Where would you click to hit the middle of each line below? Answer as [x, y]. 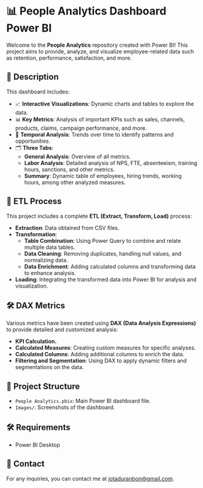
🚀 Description [33, 77]
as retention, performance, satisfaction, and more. [69, 58]
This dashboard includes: [38, 92]
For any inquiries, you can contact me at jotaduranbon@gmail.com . [90, 478]
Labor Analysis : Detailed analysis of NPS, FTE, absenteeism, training [111, 163]
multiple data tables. [50, 247]
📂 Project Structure [43, 386]
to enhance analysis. [50, 273]
